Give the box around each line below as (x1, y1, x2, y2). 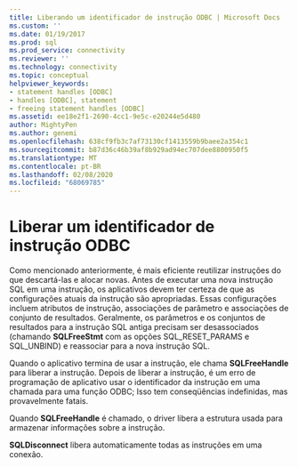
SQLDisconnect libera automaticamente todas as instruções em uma (9, 439, 262, 450)
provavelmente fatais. (9, 396, 89, 407)
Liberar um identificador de (9, 217, 215, 237)
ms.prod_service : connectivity (9, 46, 125, 55)
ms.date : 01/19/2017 (9, 29, 86, 38)
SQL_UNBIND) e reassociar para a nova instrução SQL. (9, 341, 211, 351)
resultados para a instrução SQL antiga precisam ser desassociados (9, 322, 260, 333)
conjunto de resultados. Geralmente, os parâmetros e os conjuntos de (9, 312, 266, 323)
